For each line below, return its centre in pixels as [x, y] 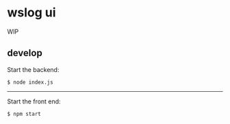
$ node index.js [30, 82]
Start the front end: [34, 101]
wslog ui [31, 13]
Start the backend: [33, 69]
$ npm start [24, 114]
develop [25, 53]
